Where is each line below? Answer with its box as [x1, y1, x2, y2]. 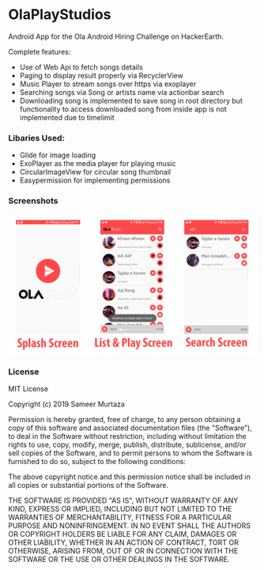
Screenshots [8, 195, 58, 206]
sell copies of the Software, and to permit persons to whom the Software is [8, 448, 253, 458]
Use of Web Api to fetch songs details [19, 62, 144, 72]
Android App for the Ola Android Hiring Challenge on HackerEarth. [8, 32, 224, 41]
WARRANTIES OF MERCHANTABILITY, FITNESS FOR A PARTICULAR [8, 512, 232, 523]
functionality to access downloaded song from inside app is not [19, 104, 227, 114]
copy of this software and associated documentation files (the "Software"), [8, 423, 253, 432]
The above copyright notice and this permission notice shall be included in [8, 472, 251, 481]
